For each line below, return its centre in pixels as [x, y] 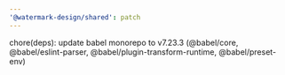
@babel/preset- [248, 52]
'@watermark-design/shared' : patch [75, 17]
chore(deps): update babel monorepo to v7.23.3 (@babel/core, [124, 42]
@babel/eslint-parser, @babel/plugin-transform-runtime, [113, 52]
